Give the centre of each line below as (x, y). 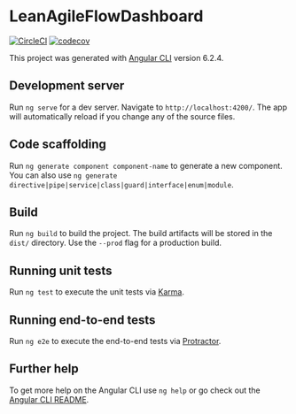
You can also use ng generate (63, 175)
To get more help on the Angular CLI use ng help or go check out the (135, 390)
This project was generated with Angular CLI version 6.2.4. (117, 57)
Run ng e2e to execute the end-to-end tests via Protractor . (115, 341)
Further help (44, 369)
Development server (67, 86)
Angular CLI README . (49, 399)
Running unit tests (61, 270)
